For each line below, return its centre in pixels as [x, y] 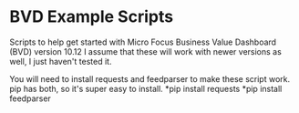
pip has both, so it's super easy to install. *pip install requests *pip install [146, 88]
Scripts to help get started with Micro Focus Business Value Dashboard [143, 42]
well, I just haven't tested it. [61, 61]
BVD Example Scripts [92, 17]
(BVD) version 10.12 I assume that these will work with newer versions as [146, 51]
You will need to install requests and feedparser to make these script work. [150, 78]
